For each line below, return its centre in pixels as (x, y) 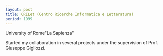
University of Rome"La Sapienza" (40, 33)
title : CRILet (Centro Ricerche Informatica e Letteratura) (70, 14)
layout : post (19, 10)
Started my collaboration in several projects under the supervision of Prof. (82, 43)
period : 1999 (19, 19)
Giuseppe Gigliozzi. (25, 48)
